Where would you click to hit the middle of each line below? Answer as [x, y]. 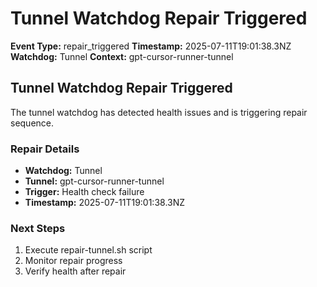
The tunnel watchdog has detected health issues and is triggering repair [159, 112]
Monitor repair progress [73, 261]
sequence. [32, 123]
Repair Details [45, 149]
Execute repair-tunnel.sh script [88, 250]
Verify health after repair [75, 271]
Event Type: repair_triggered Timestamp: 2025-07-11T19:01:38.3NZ [151, 46]
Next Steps [38, 228]
